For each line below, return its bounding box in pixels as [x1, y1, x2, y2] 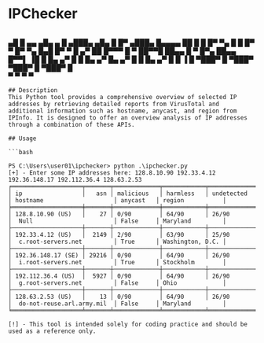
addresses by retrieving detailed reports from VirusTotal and [8, 100, 220, 108]
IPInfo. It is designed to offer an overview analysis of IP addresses [8, 113, 247, 122]
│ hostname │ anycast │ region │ [8, 196, 226, 205]
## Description [8, 86, 58, 94]
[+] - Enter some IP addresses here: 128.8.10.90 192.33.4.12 [8, 168, 216, 177]
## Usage [8, 135, 37, 142]
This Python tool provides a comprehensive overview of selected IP [8, 93, 237, 101]
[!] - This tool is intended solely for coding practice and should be [8, 320, 247, 328]
